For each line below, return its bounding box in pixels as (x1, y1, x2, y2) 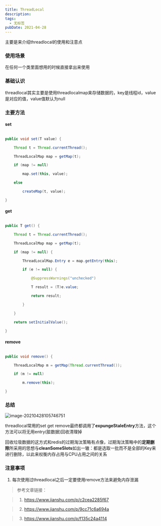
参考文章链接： (16, 487, 47, 493)
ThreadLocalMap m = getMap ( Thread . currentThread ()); (14, 363, 122, 368)
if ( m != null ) (14, 372, 44, 376)
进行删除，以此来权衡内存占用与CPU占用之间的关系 (5, 451, 107, 457)
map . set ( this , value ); (22, 171, 68, 176)
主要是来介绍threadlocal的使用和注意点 (5, 39, 83, 45)
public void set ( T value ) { (5, 136, 62, 141)
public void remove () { (5, 354, 53, 359)
